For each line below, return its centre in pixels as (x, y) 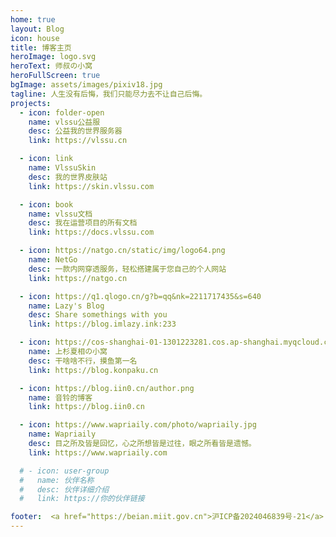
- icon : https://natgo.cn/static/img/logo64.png (122, 251)
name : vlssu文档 (60, 214)
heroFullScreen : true (55, 76)
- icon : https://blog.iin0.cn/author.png (107, 388)
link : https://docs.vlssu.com (91, 232)
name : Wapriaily (62, 434)
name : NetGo (53, 260)
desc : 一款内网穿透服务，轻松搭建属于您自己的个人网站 (127, 269)
